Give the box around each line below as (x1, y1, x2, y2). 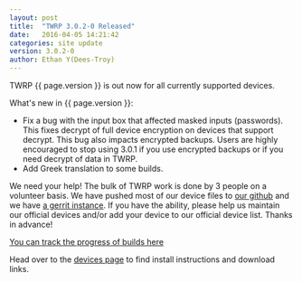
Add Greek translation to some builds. (22, 164, 164, 174)
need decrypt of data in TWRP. (22, 154, 138, 164)
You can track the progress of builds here (9, 237, 165, 247)
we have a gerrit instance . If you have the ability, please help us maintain (9, 200, 280, 211)
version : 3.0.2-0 (9, 47, 75, 56)
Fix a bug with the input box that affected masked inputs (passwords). (22, 115, 283, 126)
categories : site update (9, 38, 103, 48)
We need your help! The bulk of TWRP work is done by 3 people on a (9, 181, 267, 191)
